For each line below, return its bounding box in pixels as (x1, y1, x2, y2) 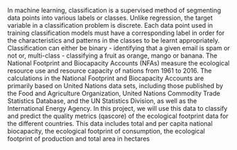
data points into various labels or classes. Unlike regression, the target (7, 14, 213, 22)
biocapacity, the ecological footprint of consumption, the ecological (7, 127, 206, 135)
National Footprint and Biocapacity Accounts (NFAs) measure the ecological (7, 59, 230, 67)
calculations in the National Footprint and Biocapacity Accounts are (7, 74, 204, 82)
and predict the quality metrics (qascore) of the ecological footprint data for (7, 112, 229, 120)
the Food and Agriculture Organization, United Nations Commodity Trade (7, 89, 221, 97)
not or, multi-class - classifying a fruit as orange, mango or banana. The (7, 51, 218, 60)
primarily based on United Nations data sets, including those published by (7, 82, 224, 90)
